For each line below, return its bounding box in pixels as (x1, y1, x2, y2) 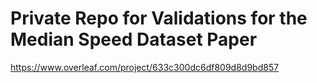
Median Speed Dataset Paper (10, 28, 258, 51)
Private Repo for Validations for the (10, 7, 308, 30)
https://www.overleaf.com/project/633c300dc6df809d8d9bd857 (10, 61, 280, 73)
